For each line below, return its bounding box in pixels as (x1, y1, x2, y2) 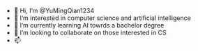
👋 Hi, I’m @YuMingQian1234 (13, 7, 95, 14)
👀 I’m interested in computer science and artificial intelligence (13, 14, 192, 22)
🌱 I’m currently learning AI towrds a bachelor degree (13, 21, 165, 29)
